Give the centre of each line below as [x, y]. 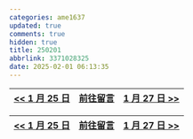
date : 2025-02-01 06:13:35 [59, 67]
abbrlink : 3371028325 [49, 58]
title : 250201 [36, 50]
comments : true [37, 34]
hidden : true [33, 42]
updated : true [36, 26]
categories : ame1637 [48, 17]
